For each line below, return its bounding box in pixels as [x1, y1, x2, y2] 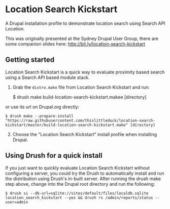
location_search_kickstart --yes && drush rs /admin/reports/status [5, 195, 153, 200]
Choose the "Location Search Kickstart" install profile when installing [12, 131, 157, 137]
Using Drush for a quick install [5, 151, 103, 160]
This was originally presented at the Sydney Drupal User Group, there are [5, 35, 159, 41]
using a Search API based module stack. [5, 74, 90, 80]
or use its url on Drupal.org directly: [5, 104, 80, 110]
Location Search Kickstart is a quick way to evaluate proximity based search [5, 69, 165, 75]
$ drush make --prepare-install [5, 113, 74, 118]
